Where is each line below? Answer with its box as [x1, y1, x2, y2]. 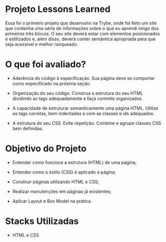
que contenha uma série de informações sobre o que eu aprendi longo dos [5, 25, 159, 31]
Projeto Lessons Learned [5, 3, 111, 15]
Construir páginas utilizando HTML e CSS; [12, 179, 100, 185]
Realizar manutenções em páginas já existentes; [12, 188, 112, 194]
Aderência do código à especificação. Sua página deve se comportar [12, 75, 155, 81]
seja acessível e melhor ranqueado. [5, 41, 78, 47]
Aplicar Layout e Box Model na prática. [12, 198, 92, 204]
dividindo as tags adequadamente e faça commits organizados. [12, 95, 143, 101]
